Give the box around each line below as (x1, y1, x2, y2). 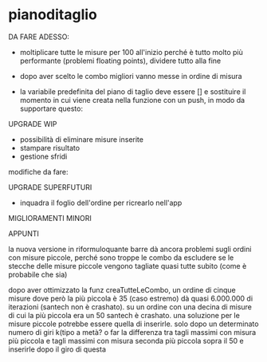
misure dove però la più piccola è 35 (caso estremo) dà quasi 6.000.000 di (8, 293, 253, 303)
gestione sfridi (19, 151, 68, 161)
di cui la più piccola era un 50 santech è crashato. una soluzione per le (8, 310, 241, 320)
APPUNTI (8, 229, 40, 238)
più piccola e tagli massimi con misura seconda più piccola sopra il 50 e (8, 336, 245, 345)
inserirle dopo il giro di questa (8, 344, 106, 354)
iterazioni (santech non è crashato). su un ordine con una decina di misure (8, 301, 253, 312)
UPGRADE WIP (8, 119, 57, 128)
